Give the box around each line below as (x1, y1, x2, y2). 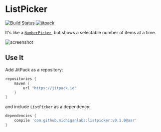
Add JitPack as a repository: (5, 66, 63, 72)
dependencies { (5, 113, 37, 119)
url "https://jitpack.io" (23, 85, 77, 90)
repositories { (5, 76, 37, 81)
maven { (14, 81, 30, 86)
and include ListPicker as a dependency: (5, 104, 91, 110)
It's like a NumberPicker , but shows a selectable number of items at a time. (5, 29, 156, 35)
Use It (5, 54, 24, 62)
